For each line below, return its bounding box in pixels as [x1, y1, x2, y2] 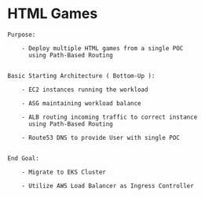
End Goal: [7, 154, 40, 162]
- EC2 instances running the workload [21, 86, 148, 93]
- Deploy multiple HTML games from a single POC [21, 44, 184, 52]
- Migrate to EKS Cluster [21, 168, 107, 176]
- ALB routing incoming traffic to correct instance [21, 113, 198, 121]
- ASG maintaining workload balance [21, 99, 142, 107]
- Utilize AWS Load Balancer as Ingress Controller [21, 181, 194, 189]
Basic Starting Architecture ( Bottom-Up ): [7, 71, 156, 79]
